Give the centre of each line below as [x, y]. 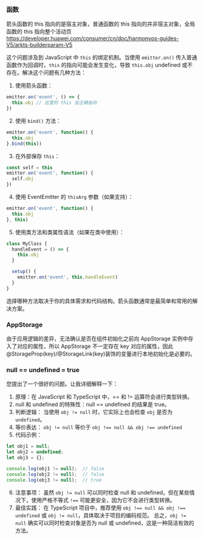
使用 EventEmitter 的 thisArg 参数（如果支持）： [74, 197]
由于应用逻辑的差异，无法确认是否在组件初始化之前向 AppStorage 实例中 [97, 338]
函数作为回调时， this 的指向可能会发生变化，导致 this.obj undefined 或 [97, 65]
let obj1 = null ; [28, 446]
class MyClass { [27, 244]
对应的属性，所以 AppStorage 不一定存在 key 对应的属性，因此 [95, 346]
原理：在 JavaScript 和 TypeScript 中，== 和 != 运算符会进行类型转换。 [104, 397]
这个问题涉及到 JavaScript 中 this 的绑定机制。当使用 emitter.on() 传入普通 [102, 57]
